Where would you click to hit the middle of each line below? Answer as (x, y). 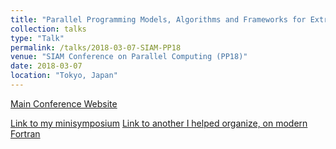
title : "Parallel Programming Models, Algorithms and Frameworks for (158, 19)
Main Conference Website (64, 103)
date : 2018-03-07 (46, 66)
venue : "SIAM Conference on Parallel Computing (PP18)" (129, 57)
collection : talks (48, 29)
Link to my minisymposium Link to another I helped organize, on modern (159, 123)
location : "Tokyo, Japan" (64, 76)
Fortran (25, 133)
